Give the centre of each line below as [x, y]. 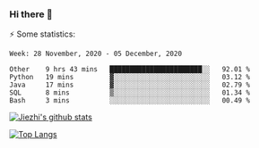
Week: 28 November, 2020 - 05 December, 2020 [95, 54]
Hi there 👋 [31, 14]
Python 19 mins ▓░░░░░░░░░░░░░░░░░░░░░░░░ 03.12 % [130, 78]
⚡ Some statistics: [43, 34]
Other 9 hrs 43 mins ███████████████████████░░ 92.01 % [130, 70]
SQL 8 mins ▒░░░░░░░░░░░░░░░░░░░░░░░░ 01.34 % [130, 93]
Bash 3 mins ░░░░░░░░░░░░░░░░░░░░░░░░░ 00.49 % [130, 101]
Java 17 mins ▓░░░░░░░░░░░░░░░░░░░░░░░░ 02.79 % [130, 85]
